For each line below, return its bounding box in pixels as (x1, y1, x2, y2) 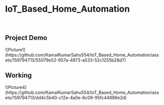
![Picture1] (5, 46, 25, 52)
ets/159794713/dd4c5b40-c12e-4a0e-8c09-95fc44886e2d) (5, 94, 127, 101)
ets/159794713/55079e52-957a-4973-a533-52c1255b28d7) (5, 57, 126, 63)
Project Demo (5, 34, 47, 42)
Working (5, 71, 32, 80)
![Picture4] (5, 84, 27, 90)
